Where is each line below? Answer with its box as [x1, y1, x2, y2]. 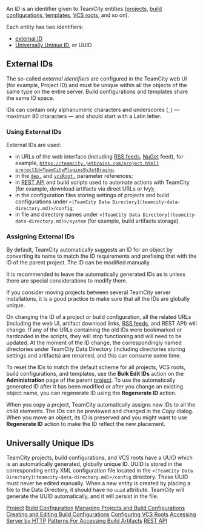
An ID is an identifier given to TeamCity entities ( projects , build [6, 5, 162, 12]
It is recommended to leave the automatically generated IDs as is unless [6, 270, 186, 278]
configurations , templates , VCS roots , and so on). [6, 11, 130, 19]
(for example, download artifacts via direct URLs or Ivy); [15, 185, 155, 192]
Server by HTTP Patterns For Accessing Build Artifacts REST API [6, 517, 168, 525]
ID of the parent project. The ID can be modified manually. [6, 259, 151, 266]
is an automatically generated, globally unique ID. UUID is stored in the [6, 460, 182, 468]
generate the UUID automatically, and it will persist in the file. [6, 492, 159, 500]
